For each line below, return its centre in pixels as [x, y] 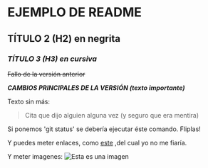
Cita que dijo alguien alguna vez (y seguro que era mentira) [112, 115]
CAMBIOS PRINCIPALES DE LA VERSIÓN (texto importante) [96, 88]
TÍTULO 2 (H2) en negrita [64, 39]
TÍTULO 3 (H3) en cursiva [52, 59]
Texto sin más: [29, 101]
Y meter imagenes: [35, 156]
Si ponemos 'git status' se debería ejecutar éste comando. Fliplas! [104, 129]
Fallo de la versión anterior [46, 74]
